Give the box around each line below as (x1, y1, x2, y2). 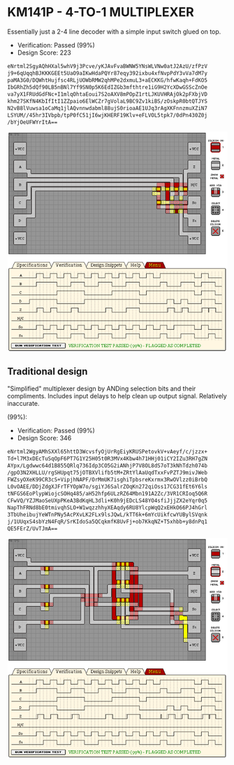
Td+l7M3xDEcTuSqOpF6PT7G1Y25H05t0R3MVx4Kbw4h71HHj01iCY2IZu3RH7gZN (7, 455, 208, 462)
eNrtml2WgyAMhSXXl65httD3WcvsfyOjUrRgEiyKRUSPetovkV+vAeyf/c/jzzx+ (7, 448, 208, 455)
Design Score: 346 (17, 433, 72, 442)
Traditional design (7, 365, 88, 378)
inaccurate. (7, 399, 40, 407)
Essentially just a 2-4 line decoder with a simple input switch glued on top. (7, 27, 221, 36)
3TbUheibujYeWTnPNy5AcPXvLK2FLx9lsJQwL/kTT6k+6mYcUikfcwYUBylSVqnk (7, 511, 208, 518)
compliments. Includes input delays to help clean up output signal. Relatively (7, 391, 227, 400)
